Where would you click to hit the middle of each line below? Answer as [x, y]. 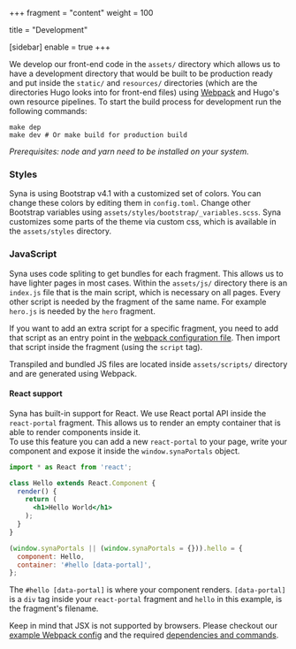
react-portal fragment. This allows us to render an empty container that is [145, 423]
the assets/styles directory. [61, 231]
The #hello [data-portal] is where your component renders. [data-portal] [148, 590]
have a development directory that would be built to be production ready [141, 73]
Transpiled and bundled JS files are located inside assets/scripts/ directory [148, 364]
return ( [41, 500]
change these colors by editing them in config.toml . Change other [130, 203]
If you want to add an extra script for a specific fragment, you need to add [144, 328]
